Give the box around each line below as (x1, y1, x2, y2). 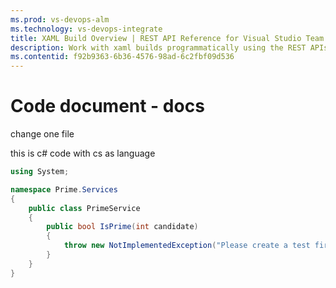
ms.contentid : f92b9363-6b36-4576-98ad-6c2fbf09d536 (10, 52, 235, 62)
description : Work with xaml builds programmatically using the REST (10, 42, 307, 53)
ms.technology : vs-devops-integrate (10, 24, 163, 34)
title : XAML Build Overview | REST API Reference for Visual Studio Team (10, 33, 325, 43)
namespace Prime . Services (10, 184, 118, 195)
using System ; (10, 167, 70, 177)
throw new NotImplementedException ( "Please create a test (63, 241, 311, 251)
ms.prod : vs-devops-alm (10, 14, 110, 25)
